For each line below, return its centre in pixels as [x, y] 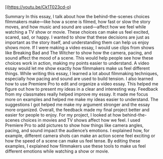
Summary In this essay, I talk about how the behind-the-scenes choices [77, 16]
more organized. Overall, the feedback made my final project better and [77, 110]
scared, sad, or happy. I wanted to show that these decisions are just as [77, 37]
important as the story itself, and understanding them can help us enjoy [77, 42]
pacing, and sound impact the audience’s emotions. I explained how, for [77, 130]
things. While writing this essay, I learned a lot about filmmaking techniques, [82, 73]
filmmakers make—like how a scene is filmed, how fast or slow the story [78, 22]
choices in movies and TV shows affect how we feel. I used [81, 120]
